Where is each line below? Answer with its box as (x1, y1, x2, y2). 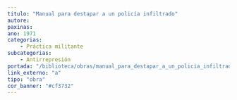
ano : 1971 (7, 30, 37, 37)
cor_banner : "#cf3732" (7, 82, 74, 89)
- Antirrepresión (20, 56, 71, 63)
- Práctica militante (20, 43, 83, 50)
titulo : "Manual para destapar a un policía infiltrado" (7, 10, 178, 18)
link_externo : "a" (7, 69, 61, 76)
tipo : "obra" (7, 75, 46, 83)
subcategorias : (7, 50, 52, 57)
